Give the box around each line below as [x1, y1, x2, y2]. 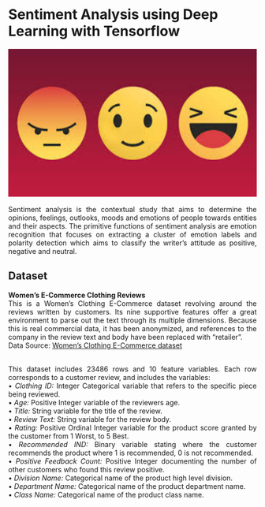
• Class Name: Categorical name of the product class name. [8, 490, 204, 499]
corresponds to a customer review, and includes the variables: [8, 372, 211, 382]
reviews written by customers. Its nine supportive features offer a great [8, 307, 257, 316]
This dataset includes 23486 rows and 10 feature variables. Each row [8, 364, 257, 374]
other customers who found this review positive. [8, 464, 166, 474]
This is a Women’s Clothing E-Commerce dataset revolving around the [8, 298, 257, 308]
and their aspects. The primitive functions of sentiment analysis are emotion [8, 221, 257, 230]
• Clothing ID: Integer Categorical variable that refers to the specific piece [8, 381, 257, 390]
